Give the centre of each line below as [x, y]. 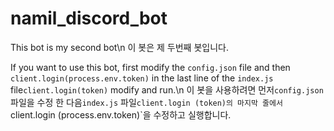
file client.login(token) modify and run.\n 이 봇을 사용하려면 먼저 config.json [167, 89]
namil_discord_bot [89, 18]
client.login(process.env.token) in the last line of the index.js [142, 78]
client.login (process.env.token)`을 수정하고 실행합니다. [121, 114]
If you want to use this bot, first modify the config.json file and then [150, 67]
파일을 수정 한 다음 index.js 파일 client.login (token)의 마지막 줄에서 [146, 102]
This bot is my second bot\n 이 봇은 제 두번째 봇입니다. [119, 47]
